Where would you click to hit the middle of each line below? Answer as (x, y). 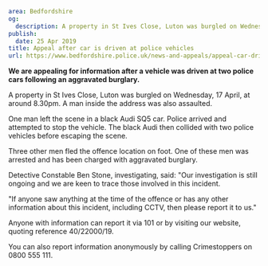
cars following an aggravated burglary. (74, 80)
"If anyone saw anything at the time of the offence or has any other (118, 199)
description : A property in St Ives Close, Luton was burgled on (126, 26)
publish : (23, 33)
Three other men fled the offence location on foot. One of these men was (128, 151)
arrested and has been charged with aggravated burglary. (103, 160)
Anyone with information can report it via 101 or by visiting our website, (124, 223)
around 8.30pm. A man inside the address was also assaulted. (110, 104)
